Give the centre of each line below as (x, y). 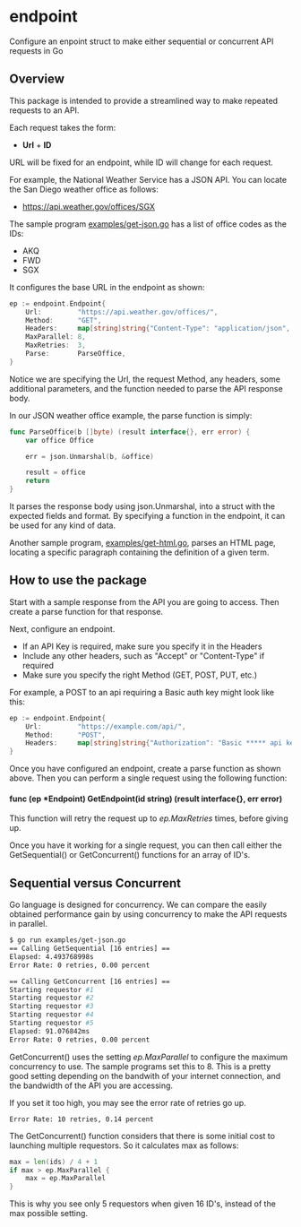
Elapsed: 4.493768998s (52, 956)
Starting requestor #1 (52, 989)
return (38, 481)
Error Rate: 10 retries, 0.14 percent (82, 1119)
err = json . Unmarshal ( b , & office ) (90, 456)
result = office (56, 472)
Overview (37, 79)
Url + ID (37, 144)
